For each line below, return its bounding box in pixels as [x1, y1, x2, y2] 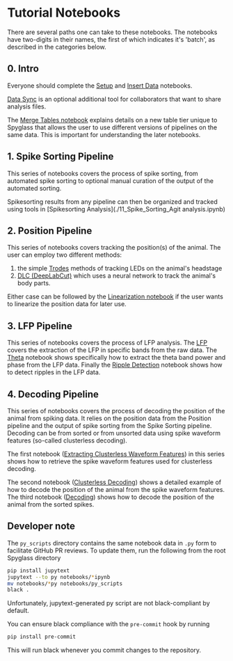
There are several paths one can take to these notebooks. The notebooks [7, 28, 218, 36]
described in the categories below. [7, 42, 106, 51]
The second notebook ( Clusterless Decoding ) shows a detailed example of [7, 478, 222, 486]
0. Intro [7, 63, 40, 74]
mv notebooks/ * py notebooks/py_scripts [7, 580, 123, 587]
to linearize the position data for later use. [7, 300, 127, 308]
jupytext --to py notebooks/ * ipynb [7, 573, 111, 580]
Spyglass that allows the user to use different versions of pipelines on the [7, 123, 218, 132]
